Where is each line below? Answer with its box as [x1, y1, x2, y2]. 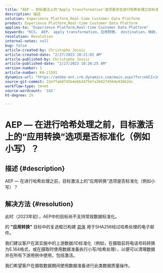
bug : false [5, 43, 27, 48]
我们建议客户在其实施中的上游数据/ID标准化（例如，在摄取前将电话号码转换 [5, 241, 155, 246]
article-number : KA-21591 [5, 70, 57, 75]
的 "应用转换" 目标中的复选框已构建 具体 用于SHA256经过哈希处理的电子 [5, 224, 150, 230]
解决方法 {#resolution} [5, 200, 74, 208]
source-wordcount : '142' [5, 88, 55, 93]
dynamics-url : [5, 75, 34, 80]
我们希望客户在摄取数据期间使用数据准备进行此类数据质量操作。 [5, 263, 132, 269]
